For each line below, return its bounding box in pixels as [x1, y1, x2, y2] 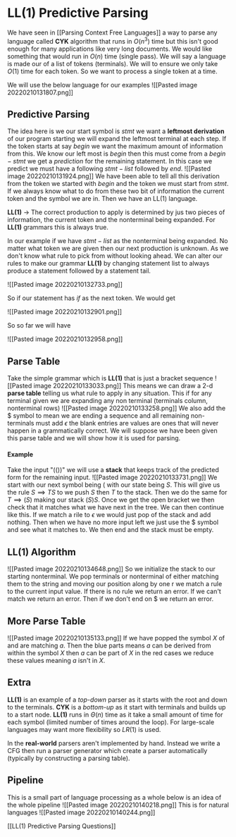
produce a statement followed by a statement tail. [7, 266, 151, 275]
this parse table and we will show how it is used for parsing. [7, 434, 181, 442]
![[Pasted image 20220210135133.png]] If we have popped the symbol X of [7, 634, 225, 643]
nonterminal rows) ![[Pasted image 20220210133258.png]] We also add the [7, 404, 226, 413]
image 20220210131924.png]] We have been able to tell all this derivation [7, 172, 220, 180]
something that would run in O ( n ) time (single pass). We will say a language [7, 51, 227, 61]
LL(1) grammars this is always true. [7, 223, 109, 232]
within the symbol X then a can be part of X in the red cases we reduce [7, 649, 214, 657]
